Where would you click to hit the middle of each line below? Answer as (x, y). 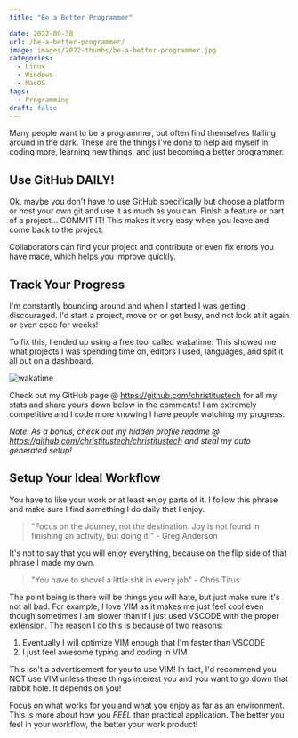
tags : (19, 91)
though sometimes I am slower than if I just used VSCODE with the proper (145, 615)
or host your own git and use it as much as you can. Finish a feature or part (147, 211)
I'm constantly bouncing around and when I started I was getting (128, 306)
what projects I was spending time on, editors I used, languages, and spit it (146, 351)
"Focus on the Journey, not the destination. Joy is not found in (145, 526)
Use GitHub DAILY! (62, 180)
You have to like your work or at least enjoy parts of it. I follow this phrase (144, 500)
